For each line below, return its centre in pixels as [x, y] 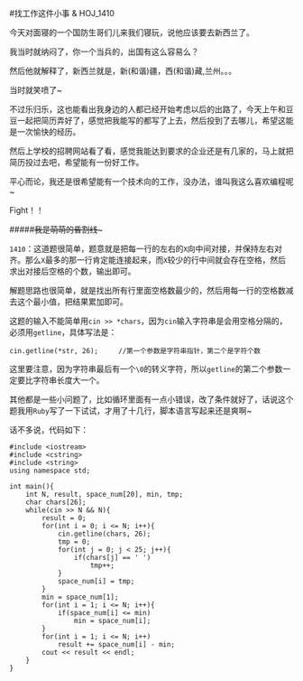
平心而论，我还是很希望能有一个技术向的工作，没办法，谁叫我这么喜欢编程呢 [151, 182]
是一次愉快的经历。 [45, 132]
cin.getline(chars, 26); [104, 534]
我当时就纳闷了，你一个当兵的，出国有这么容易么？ [104, 51]
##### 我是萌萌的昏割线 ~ [56, 229]
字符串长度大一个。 [69, 380]
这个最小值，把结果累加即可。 [72, 302]
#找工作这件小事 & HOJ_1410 [62, 13]
